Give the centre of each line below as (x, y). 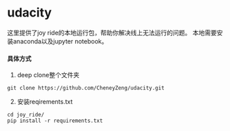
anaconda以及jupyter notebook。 (60, 41)
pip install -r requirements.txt (55, 121)
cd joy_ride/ (26, 115)
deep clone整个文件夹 (48, 75)
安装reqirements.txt (45, 102)
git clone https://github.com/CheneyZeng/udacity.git (86, 88)
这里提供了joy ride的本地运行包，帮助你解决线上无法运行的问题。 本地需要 (112, 32)
